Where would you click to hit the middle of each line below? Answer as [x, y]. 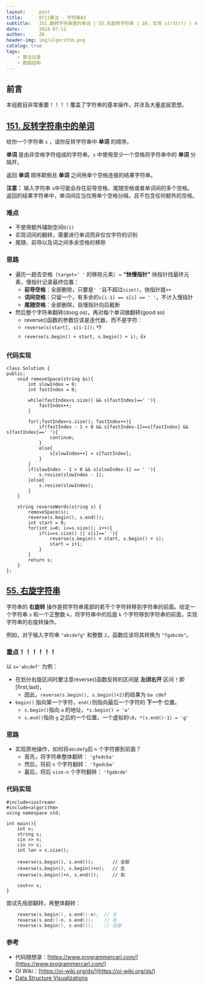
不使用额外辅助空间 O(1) [45, 227]
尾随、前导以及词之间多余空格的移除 [60, 242]
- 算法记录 [29, 57]
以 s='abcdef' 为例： [32, 666]
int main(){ [21, 823]
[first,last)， [30, 687]
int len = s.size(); [43, 850]
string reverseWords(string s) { [59, 507]
